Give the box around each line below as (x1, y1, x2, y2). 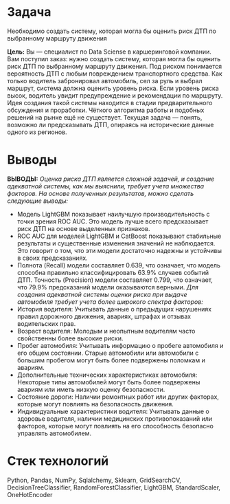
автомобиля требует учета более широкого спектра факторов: (16, 297, 204, 306)
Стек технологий (7, 453, 109, 469)
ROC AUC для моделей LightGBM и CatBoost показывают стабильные (16, 232, 222, 240)
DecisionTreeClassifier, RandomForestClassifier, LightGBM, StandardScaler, (7, 483, 221, 492)
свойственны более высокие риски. (16, 334, 124, 342)
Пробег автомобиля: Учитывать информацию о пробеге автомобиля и (16, 341, 224, 349)
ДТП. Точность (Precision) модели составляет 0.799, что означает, (16, 276, 213, 284)
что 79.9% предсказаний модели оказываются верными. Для (16, 283, 199, 291)
